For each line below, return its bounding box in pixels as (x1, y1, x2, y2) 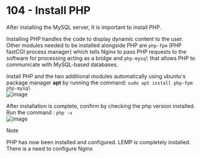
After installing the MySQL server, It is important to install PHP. (6, 24, 162, 31)
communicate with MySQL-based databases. (6, 61, 119, 68)
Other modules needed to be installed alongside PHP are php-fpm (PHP (6, 42, 182, 49)
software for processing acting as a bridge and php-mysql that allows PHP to (6, 54, 196, 62)
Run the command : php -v (6, 109, 72, 116)
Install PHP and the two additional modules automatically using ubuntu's (6, 72, 186, 80)
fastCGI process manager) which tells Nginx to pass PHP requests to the (6, 48, 187, 55)
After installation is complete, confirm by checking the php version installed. (6, 102, 196, 109)
